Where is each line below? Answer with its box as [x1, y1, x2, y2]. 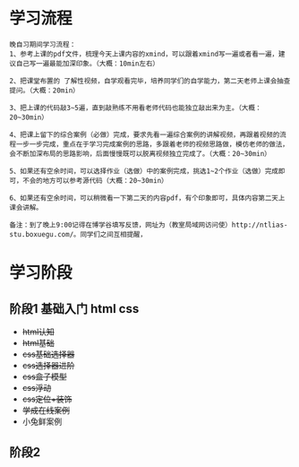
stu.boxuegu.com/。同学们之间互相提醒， [9, 229, 148, 238]
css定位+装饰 [21, 393, 73, 404]
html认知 [21, 326, 56, 337]
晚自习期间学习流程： [9, 39, 76, 49]
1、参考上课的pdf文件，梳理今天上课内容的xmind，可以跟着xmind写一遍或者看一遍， [9, 49, 279, 58]
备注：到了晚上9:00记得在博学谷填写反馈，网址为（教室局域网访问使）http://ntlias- [9, 221, 288, 229]
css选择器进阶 [21, 359, 75, 370]
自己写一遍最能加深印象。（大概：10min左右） [15, 59, 159, 68]
